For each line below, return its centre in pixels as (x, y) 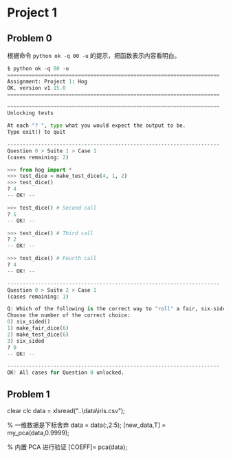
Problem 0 (30, 38)
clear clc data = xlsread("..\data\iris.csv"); (66, 410)
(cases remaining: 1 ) (38, 297)
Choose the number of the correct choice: (69, 315)
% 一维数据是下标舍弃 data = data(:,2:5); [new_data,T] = (87, 425)
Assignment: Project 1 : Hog (47, 81)
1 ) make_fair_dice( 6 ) (38, 328)
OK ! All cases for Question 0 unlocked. (66, 373)
